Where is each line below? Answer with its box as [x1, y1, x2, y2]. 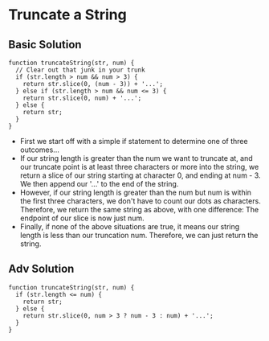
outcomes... [19, 145, 60, 154]
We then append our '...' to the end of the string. [19, 179, 179, 188]
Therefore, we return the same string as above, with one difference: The [19, 205, 259, 214]
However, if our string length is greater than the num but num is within [19, 187, 251, 197]
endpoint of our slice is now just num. [19, 213, 145, 223]
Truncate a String [8, 6, 127, 24]
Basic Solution [8, 38, 82, 51]
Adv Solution [8, 262, 75, 276]
